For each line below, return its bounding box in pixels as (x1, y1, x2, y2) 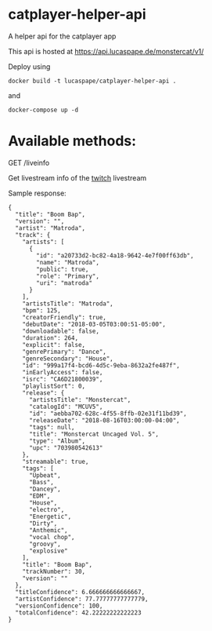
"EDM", (28, 492, 51, 500)
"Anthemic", (28, 526, 68, 534)
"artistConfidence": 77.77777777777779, (15, 595, 149, 603)
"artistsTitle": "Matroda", (22, 300, 113, 308)
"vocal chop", (28, 533, 76, 541)
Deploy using (8, 61, 51, 71)
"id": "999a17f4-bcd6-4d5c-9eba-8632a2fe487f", (22, 361, 180, 370)
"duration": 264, (22, 334, 79, 342)
